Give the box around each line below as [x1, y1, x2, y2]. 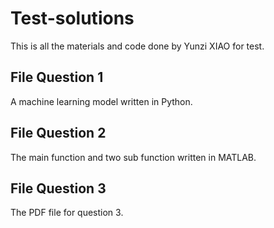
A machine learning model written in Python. [10, 95, 193, 107]
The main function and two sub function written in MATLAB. [10, 151, 257, 163]
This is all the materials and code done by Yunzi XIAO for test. [10, 40, 265, 52]
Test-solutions [10, 7, 135, 30]
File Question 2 [10, 125, 107, 142]
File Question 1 [10, 69, 104, 86]
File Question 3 [10, 180, 107, 197]
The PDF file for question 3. [10, 207, 124, 219]
